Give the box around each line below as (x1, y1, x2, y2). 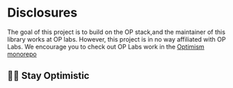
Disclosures (7, 5, 78, 21)
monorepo (7, 50, 37, 58)
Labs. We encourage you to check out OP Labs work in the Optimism (7, 42, 205, 51)
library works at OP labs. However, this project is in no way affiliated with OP (7, 35, 226, 43)
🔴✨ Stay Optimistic (7, 70, 90, 82)
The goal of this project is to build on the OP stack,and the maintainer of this (7, 28, 226, 36)
